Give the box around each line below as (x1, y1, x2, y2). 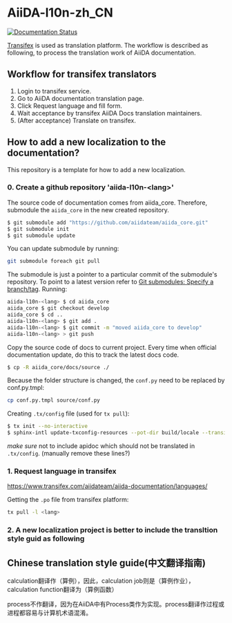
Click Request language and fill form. (17, 102, 123, 110)
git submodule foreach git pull (7, 258, 100, 265)
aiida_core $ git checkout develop (7, 305, 110, 312)
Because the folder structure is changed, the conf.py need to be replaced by (7, 376, 225, 384)
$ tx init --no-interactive (7, 423, 88, 430)
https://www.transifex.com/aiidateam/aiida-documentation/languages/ (7, 482, 208, 490)
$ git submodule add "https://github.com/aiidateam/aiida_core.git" (7, 219, 209, 226)
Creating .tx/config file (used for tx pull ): (7, 409, 130, 418)
